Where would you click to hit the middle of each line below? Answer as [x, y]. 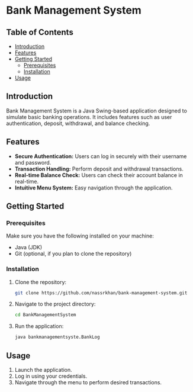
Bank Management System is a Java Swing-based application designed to [97, 111]
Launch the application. [43, 370]
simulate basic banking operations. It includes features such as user [89, 117]
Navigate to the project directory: [55, 304]
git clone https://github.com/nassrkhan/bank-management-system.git [101, 293]
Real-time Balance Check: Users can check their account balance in [99, 175]
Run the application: [39, 326]
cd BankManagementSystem [45, 315]
